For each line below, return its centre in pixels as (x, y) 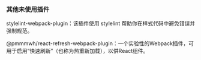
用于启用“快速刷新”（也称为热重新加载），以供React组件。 (77, 51)
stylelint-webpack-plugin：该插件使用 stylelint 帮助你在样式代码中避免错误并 (101, 23)
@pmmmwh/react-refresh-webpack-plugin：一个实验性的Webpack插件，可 (100, 43)
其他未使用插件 (28, 9)
